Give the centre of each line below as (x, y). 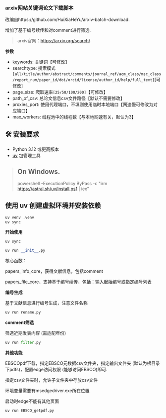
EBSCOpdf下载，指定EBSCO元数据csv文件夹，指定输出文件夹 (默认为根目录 (83, 363)
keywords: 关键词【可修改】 (41, 62)
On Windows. (39, 171)
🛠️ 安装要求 (22, 134)
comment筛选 (20, 322)
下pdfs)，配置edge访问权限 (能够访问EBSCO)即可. (56, 369)
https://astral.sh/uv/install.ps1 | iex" (53, 189)
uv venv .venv (20, 217)
